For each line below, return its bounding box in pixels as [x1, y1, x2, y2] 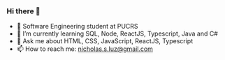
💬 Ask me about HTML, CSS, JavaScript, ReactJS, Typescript [16, 37, 194, 45]
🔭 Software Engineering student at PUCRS [16, 22, 138, 31]
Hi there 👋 [6, 6, 41, 16]
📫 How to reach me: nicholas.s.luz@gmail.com [16, 45, 153, 53]
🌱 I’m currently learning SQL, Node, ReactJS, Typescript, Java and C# [16, 29, 218, 38]
